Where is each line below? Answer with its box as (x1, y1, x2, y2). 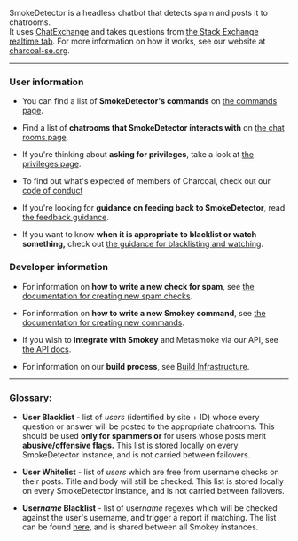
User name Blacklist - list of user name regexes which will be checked (21, 502, 278, 513)
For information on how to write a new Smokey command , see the (21, 307, 266, 318)
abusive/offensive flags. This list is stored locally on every (21, 440, 239, 450)
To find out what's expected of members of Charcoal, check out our (21, 176, 271, 187)
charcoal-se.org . (9, 45, 71, 56)
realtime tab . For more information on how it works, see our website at (9, 36, 266, 46)
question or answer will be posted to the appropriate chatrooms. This (21, 421, 275, 432)
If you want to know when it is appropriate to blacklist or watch (21, 229, 257, 240)
